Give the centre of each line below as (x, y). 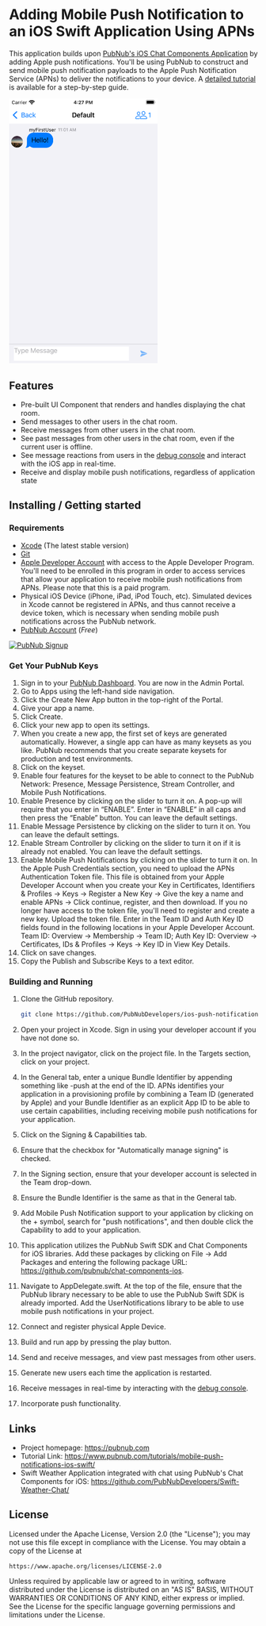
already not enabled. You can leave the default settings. (111, 851)
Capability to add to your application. (81, 1230)
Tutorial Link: (42, 1456)
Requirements (37, 528)
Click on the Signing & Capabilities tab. (84, 1135)
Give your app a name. (57, 708)
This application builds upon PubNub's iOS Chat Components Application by (133, 53)
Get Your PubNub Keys (54, 666)
